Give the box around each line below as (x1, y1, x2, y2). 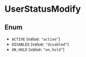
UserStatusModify (4, 3, 81, 15)
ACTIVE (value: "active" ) (11, 36, 61, 42)
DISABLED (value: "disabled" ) (11, 41, 69, 47)
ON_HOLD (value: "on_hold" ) (11, 47, 64, 52)
